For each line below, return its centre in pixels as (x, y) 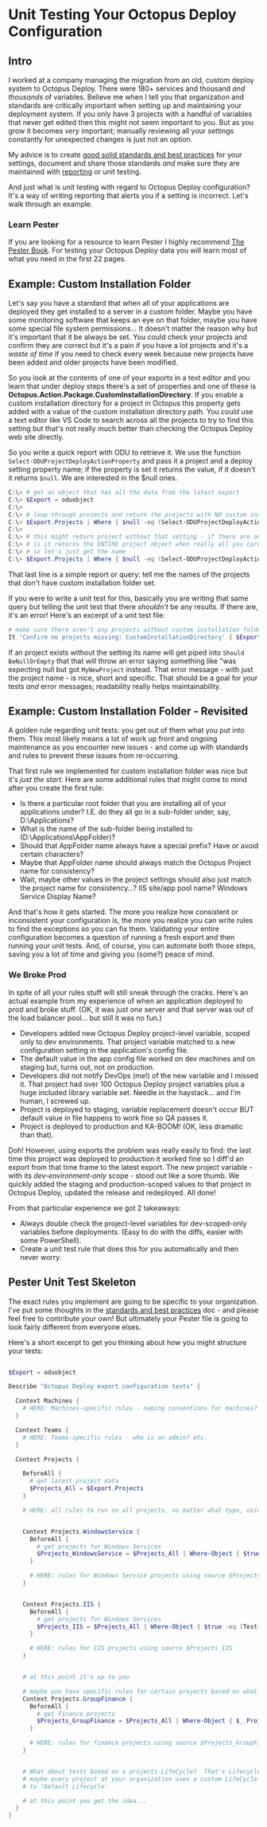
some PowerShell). (50, 1240)
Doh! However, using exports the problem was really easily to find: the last (130, 1150)
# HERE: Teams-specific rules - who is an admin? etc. (115, 1438)
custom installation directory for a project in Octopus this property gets (124, 403)
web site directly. (36, 437)
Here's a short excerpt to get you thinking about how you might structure (128, 1342)
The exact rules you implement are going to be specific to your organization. (133, 1301)
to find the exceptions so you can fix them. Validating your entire (114, 929)
